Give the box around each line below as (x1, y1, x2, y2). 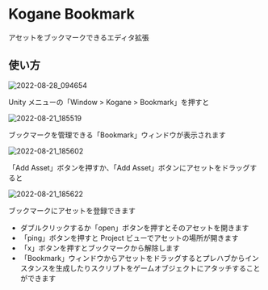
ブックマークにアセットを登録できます (8, 205, 136, 215)
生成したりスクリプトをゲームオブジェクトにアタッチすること (55, 263, 261, 273)
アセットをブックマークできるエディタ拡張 (8, 32, 149, 42)
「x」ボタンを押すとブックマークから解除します (19, 243, 180, 253)
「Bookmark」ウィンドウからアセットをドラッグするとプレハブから (19, 253, 245, 263)
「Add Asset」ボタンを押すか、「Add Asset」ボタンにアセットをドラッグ (8, 162, 250, 172)
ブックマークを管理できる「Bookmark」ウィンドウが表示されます (8, 130, 226, 140)
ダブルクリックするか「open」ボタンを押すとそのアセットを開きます (19, 223, 249, 233)
